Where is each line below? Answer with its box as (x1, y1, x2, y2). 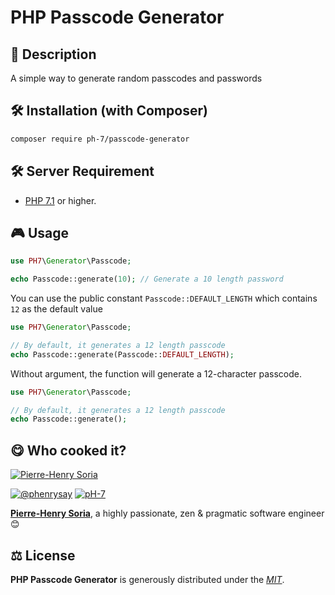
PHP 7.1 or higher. (24, 194, 97, 206)
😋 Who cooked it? (10, 442, 127, 459)
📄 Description (10, 46, 97, 63)
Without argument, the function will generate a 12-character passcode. (10, 367, 302, 380)
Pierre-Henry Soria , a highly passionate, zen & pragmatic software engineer (10, 507, 325, 520)
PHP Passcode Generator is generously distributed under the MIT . (10, 573, 285, 585)
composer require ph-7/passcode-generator (10, 134, 190, 144)
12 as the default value (10, 303, 103, 315)
